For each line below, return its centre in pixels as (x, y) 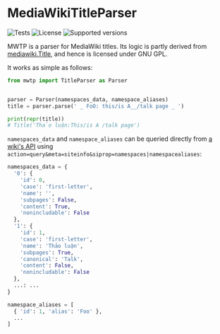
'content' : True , (45, 207)
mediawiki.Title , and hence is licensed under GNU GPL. (87, 54)
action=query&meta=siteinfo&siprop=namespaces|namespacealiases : (105, 154)
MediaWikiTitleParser (72, 13)
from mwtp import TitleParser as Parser (68, 80)
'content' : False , (47, 266)
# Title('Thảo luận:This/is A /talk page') (74, 125)
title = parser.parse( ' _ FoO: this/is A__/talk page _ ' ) (96, 106)
